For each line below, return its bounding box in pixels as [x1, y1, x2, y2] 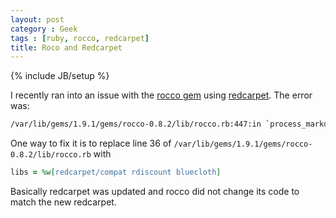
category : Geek [10, 24, 78, 34]
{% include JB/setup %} [10, 70, 110, 82]
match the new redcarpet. [10, 196, 117, 208]
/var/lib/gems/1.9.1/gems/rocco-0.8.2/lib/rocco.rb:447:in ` [10, 119, 271, 130]
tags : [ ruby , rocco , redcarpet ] [10, 33, 150, 43]
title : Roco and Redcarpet [10, 42, 123, 53]
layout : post [10, 14, 65, 25]
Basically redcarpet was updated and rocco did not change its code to [10, 186, 300, 197]
